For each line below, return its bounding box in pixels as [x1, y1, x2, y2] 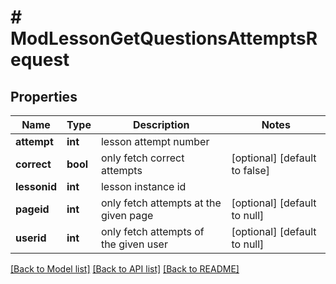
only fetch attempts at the [100, 196, 222, 210]
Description [132, 118, 190, 131]
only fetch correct [100, 151, 185, 165]
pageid [15, 202, 50, 216]
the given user [100, 237, 168, 251]
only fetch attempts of [100, 225, 205, 238]
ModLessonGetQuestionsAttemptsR [10, 27, 318, 50]
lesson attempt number [100, 135, 210, 148]
